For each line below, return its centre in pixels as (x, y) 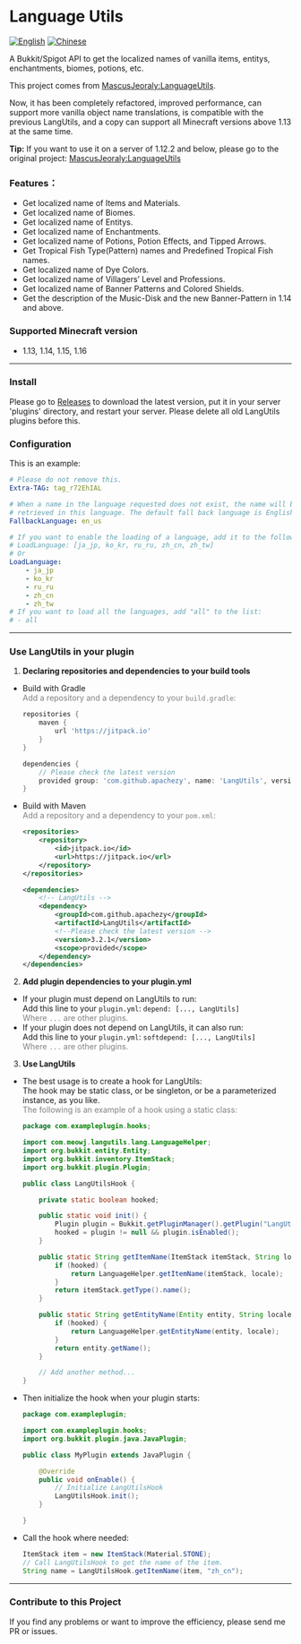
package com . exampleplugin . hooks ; (86, 1126)
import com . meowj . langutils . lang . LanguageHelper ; (117, 1143)
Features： (34, 183)
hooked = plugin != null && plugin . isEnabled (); (147, 1233)
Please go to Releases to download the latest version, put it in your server (145, 401)
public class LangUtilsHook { (79, 1184)
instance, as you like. (61, 1100)
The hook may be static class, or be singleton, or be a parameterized (149, 1091)
